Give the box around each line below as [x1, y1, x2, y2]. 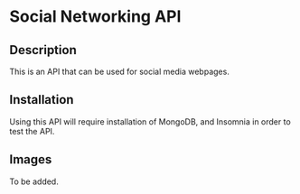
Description [9, 42, 77, 58]
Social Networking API [9, 6, 182, 27]
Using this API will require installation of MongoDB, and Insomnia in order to [9, 115, 291, 127]
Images [9, 152, 52, 168]
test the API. [9, 125, 55, 136]
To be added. [9, 176, 59, 187]
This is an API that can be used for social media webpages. [9, 66, 230, 77]
